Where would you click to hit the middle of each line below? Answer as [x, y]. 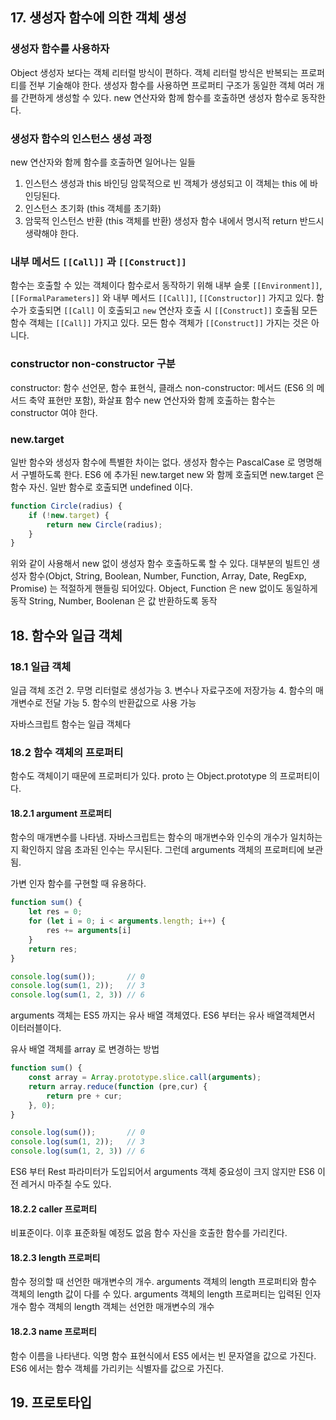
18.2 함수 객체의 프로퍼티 [67, 752]
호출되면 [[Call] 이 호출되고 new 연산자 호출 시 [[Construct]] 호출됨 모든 [173, 310]
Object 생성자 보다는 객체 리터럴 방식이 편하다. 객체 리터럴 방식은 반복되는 [154, 72]
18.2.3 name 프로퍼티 [53, 1332]
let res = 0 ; [55, 912]
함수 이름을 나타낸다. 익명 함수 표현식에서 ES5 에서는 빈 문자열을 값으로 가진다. [163, 1355]
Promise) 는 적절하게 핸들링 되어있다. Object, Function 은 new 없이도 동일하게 [164, 589]
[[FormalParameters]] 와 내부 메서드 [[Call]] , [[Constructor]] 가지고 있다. [162, 298]
